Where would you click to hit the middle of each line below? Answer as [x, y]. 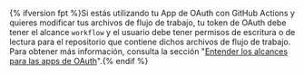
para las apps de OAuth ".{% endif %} [79, 61]
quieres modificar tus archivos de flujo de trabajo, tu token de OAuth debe [148, 23]
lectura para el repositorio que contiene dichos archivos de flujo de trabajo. [150, 42]
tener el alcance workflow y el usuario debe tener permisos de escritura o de [152, 32]
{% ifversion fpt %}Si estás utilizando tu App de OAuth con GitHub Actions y [152, 13]
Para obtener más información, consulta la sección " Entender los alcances [149, 52]
